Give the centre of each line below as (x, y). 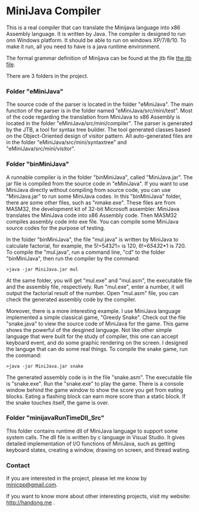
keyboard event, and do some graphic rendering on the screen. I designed (97, 342)
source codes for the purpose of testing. (56, 228)
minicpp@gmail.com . (32, 485)
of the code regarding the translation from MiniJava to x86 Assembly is (93, 117)
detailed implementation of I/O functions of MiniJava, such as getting (91, 443)
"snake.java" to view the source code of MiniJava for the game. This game (97, 324)
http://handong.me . (31, 502)
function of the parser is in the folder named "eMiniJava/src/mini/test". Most (99, 111)
